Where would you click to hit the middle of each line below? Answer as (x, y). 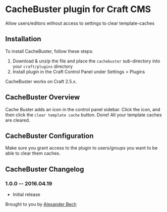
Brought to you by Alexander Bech (41, 204)
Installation (23, 39)
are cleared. (18, 120)
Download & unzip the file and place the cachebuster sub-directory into (86, 61)
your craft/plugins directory (43, 66)
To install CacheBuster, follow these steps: (49, 51)
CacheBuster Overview (43, 97)
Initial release (26, 194)
